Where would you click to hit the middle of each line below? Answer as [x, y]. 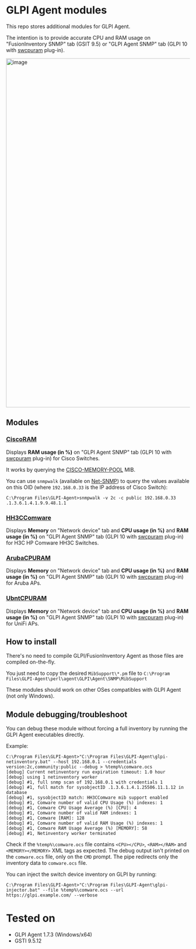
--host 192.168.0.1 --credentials [95, 762]
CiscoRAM [21, 439]
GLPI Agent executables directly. [45, 735]
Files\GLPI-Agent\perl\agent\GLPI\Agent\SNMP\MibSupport [77, 679]
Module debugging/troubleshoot [67, 714]
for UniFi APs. [23, 623]
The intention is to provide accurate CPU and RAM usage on [78, 37]
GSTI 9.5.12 [28, 941]
